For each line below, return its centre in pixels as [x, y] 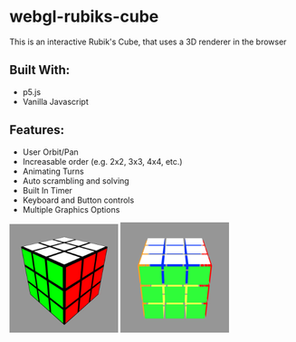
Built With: [40, 70]
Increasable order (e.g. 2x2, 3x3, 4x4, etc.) [102, 161]
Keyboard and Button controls [78, 200]
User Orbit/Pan [50, 152]
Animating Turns [53, 171]
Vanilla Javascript [55, 101]
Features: [37, 130]
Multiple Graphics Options [71, 209]
